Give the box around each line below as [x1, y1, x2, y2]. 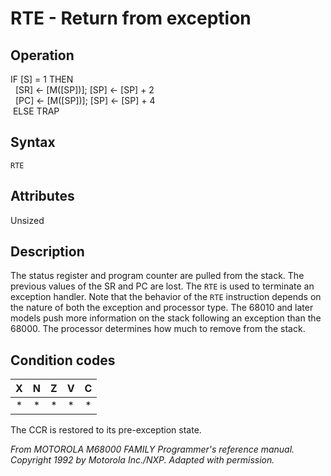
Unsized [10, 214, 45, 226]
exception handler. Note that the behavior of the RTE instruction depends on [10, 291, 322, 303]
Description [10, 243, 85, 261]
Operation [10, 47, 75, 64]
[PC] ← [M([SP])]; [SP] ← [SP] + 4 [14, 95, 156, 106]
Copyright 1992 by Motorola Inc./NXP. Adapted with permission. [10, 454, 275, 466]
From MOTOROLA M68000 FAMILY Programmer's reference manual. [10, 443, 295, 456]
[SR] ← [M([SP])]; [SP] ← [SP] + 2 [14, 84, 155, 96]
